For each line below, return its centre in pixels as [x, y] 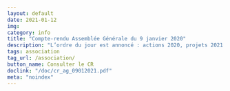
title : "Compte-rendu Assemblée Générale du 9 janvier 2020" [97, 39]
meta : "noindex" [30, 77]
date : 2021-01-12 [32, 20]
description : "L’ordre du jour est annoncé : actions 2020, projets [107, 45]
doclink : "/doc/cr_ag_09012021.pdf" [60, 70]
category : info [29, 32]
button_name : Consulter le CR [51, 64]
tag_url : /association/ [41, 58]
